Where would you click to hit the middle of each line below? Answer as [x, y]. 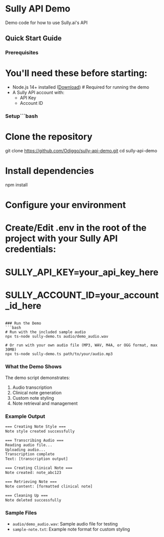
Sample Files [21, 513]
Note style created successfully [40, 431]
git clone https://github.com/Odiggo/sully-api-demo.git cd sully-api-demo [81, 151]
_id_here [23, 306]
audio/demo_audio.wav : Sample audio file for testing [65, 523]
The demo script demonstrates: [37, 377]
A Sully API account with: [38, 93]
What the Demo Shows [33, 367]
